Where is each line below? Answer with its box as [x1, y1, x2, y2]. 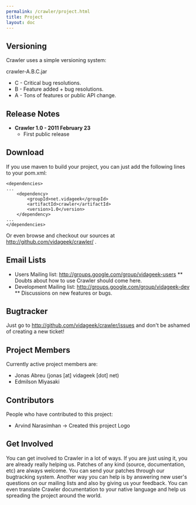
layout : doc [6, 19, 35, 25]
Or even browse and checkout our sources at [6, 232, 115, 239]
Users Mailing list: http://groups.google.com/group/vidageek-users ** [14, 271, 183, 278]
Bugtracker [6, 306, 48, 316]
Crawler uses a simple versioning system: [6, 57, 106, 64]
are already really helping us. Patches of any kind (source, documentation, [6, 460, 185, 468]
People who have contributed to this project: [6, 411, 113, 418]
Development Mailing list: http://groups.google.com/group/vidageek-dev [14, 283, 190, 290]
